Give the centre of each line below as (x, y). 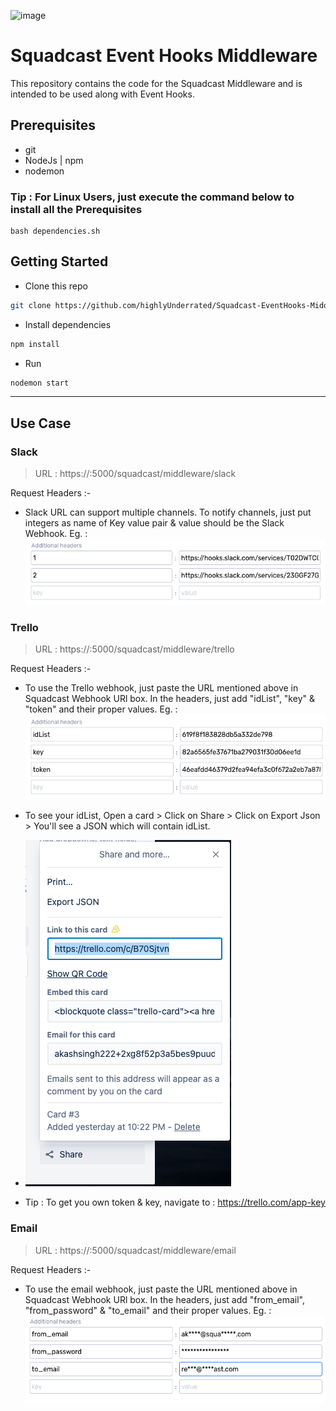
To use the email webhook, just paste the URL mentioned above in (161, 1289)
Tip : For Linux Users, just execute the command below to (152, 197)
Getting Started (59, 261)
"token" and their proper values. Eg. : (101, 709)
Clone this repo (56, 286)
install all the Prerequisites (76, 209)
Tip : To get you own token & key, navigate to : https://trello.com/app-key (175, 1202)
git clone (31, 305)
